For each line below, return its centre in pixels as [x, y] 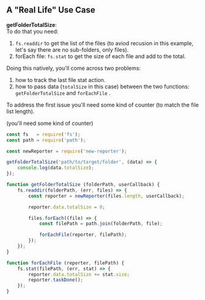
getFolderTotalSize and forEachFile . [63, 93]
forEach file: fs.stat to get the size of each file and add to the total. [100, 56]
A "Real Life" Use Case [51, 10]
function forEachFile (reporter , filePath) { [65, 263]
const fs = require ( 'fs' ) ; [43, 134]
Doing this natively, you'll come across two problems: [73, 68]
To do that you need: [32, 31]
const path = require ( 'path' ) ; [46, 140]
